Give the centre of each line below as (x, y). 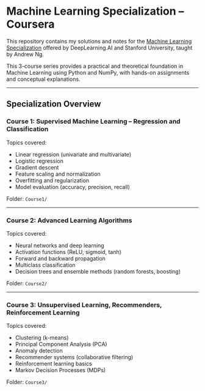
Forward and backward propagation (60, 258)
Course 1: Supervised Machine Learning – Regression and (94, 122)
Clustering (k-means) (42, 338)
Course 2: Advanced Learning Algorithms (69, 220)
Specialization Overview (54, 104)
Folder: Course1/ (27, 199)
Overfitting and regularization (52, 180)
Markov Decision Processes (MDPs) (60, 370)
